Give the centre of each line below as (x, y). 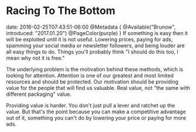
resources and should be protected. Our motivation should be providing (92, 81)
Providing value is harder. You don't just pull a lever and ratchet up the (91, 105)
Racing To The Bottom (61, 11)
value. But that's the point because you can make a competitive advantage (96, 112)
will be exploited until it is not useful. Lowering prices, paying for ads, (90, 39)
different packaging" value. (39, 94)
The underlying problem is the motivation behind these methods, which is (94, 69)
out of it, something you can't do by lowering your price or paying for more (96, 117)
